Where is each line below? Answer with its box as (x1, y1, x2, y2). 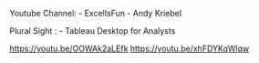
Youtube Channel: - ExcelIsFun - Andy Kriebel (9, 8, 182, 18)
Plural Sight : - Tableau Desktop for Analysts (9, 26, 176, 36)
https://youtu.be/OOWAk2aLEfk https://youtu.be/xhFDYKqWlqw (9, 43, 250, 54)
